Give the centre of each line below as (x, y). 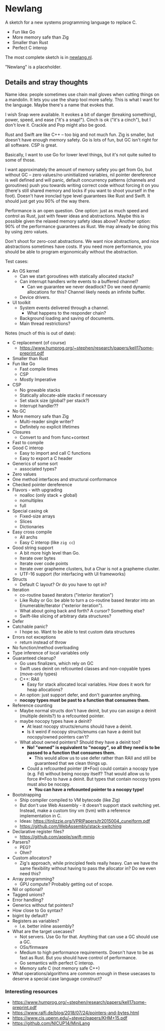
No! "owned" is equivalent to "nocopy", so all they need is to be (93, 747)
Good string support (33, 548)
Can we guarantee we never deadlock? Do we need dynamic (89, 286)
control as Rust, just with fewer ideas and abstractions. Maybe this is (75, 216)
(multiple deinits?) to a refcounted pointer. (62, 716)
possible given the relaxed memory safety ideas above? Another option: (78, 221)
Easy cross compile (32, 532)
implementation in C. (41, 816)
